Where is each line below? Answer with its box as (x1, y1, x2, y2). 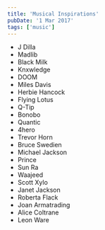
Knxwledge (17, 65, 51, 74)
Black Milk (17, 58, 48, 67)
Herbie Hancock (17, 88, 66, 96)
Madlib (17, 50, 38, 59)
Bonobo (17, 110, 41, 119)
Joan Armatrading (17, 201, 70, 209)
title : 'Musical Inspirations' (7, 10, 99, 18)
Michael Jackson (17, 148, 68, 156)
